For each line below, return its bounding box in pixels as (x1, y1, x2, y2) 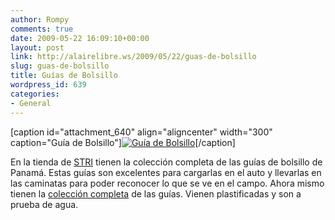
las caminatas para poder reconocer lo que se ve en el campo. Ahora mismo (10, 177, 325, 189)
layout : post (10, 42, 65, 53)
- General (10, 98, 52, 108)
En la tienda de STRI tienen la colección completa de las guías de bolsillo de (10, 156, 323, 168)
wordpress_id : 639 (10, 80, 87, 90)
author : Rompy (10, 14, 70, 25)
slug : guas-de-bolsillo (10, 61, 110, 71)
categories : (10, 89, 60, 99)
